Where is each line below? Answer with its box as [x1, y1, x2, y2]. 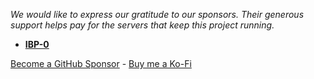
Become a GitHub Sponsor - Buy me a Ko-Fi [10, 58, 192, 69]
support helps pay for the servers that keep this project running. [10, 19, 275, 31]
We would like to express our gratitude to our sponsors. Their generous [10, 9, 305, 20]
